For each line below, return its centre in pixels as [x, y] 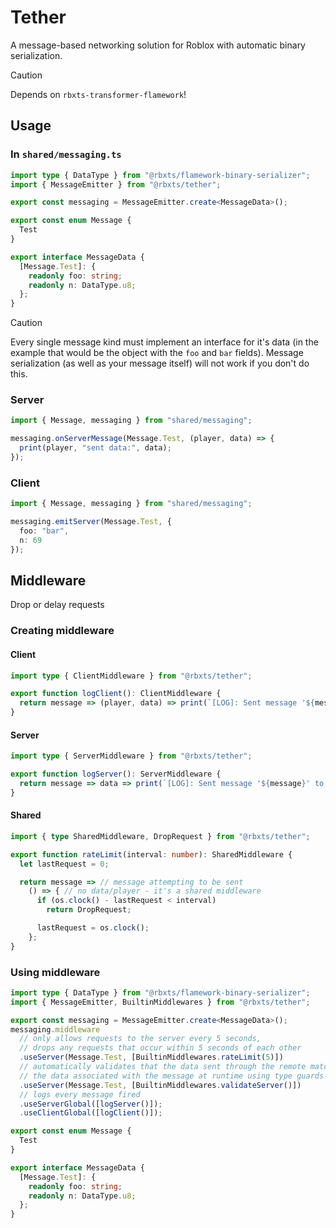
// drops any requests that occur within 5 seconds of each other [160, 1048]
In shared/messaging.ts [66, 154]
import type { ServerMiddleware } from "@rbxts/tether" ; [131, 756]
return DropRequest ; [89, 910]
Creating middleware [62, 631]
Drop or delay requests [57, 605]
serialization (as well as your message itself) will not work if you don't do [160, 363]
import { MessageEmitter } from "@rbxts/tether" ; [116, 184]
